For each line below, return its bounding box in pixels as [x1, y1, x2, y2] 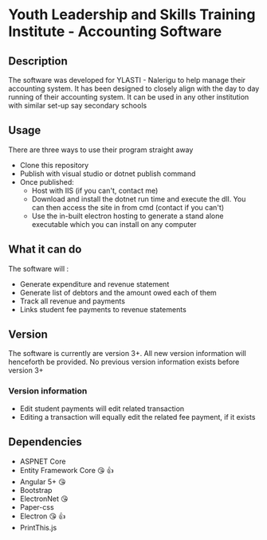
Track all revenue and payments [19, 296, 126, 306]
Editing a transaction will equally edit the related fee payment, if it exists [19, 412, 256, 421]
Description [8, 54, 68, 68]
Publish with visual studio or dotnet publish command [19, 169, 196, 178]
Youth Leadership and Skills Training [8, 6, 256, 24]
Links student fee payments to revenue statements [19, 304, 187, 314]
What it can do [8, 243, 82, 256]
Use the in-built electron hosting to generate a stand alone [31, 211, 224, 221]
